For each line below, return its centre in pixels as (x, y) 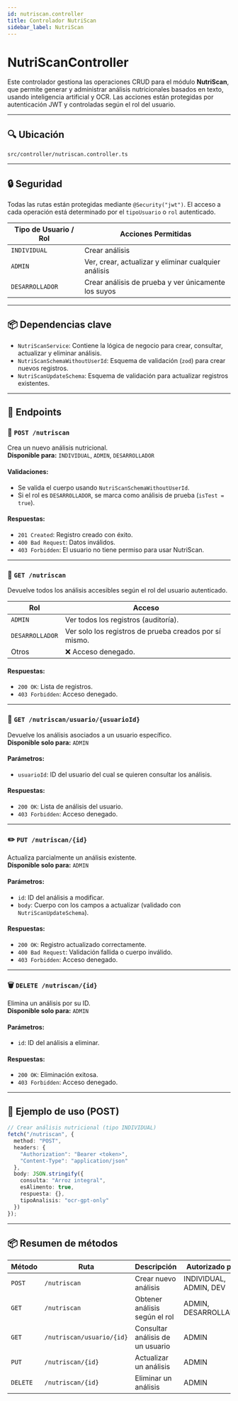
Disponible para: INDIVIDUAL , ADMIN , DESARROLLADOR (81, 455)
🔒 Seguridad (35, 184)
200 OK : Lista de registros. (55, 687)
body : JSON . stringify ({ (49, 1174)
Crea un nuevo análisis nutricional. (58, 448)
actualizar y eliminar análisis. (59, 353)
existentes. (33, 383)
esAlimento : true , (47, 1187)
